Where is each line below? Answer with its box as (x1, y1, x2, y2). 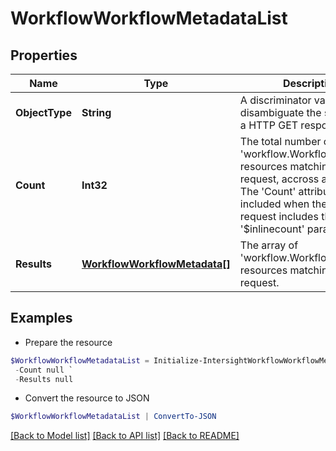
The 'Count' (239, 185, 297, 198)
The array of (239, 238, 299, 252)
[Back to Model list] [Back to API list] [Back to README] (10, 430, 240, 442)
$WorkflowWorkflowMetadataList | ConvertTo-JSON (10, 412, 217, 422)
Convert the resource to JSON (24, 392, 150, 404)
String (81, 106, 112, 119)
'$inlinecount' (239, 222, 305, 236)
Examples (10, 310, 73, 327)
